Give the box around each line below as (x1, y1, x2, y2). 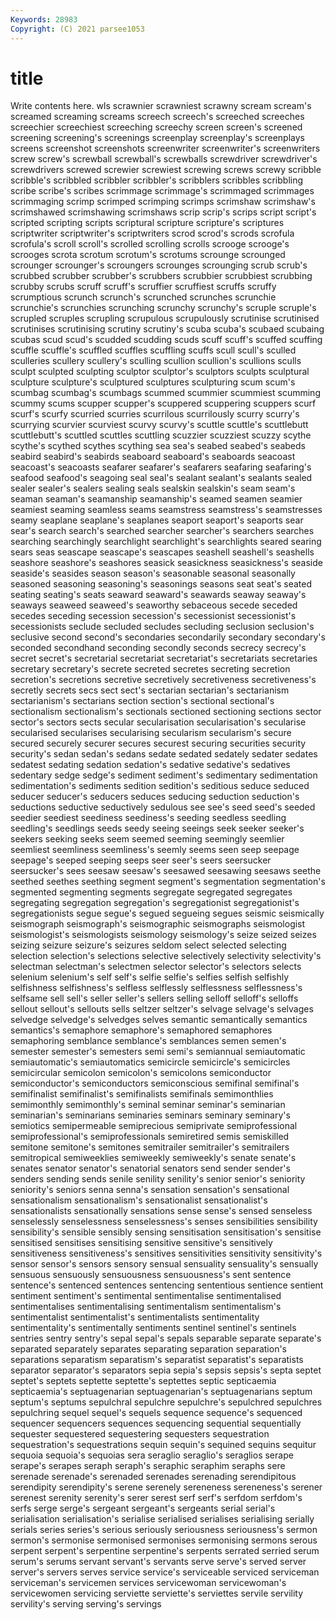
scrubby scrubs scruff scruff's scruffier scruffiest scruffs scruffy (10, 281, 277, 293)
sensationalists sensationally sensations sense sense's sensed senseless (10, 1205, 313, 1217)
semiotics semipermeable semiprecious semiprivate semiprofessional (10, 1120, 298, 1132)
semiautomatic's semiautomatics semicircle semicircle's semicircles (10, 1056, 291, 1068)
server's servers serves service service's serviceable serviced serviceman (10, 1566, 320, 1578)
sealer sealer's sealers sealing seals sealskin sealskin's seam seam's (10, 482, 296, 495)
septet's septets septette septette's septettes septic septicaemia (10, 1375, 277, 1387)
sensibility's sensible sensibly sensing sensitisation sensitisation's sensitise (10, 1226, 322, 1238)
